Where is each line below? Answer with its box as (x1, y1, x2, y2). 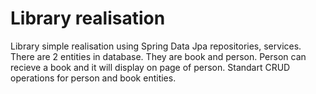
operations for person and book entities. (10, 72, 177, 84)
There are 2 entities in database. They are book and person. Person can (10, 50, 307, 62)
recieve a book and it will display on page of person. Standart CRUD (10, 61, 291, 73)
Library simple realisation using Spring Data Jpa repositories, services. (10, 40, 302, 52)
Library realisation (10, 7, 166, 30)
